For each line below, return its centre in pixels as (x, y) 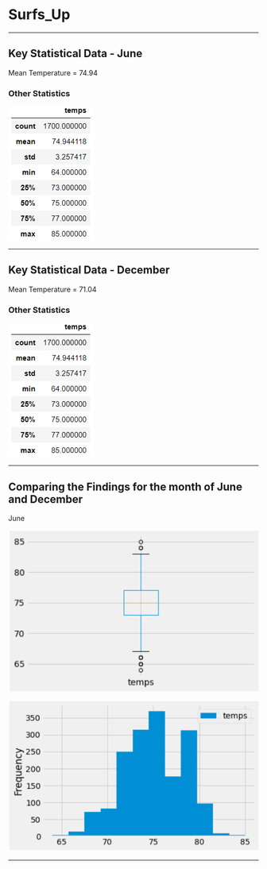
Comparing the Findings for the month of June (125, 487)
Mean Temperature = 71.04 (52, 289)
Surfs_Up (39, 15)
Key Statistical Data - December (89, 270)
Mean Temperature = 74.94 (53, 72)
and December (46, 499)
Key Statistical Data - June (75, 54)
